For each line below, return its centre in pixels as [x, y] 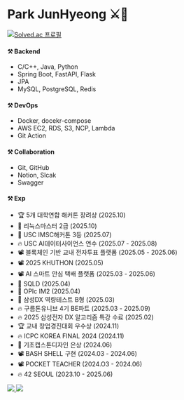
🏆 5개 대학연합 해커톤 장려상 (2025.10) [71, 215]
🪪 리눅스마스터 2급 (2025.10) [57, 226]
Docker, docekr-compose [54, 121]
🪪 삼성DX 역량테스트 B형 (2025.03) [66, 299]
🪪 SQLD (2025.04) [44, 284]
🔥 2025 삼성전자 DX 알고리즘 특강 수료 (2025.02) [85, 317]
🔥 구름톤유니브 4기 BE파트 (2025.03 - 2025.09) [84, 308]
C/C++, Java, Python [48, 67]
